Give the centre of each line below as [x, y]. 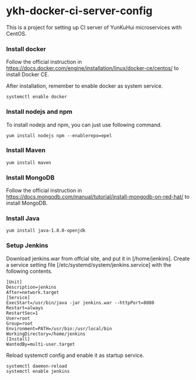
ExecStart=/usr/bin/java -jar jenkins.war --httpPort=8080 [80, 303]
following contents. [30, 271]
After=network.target [33, 292]
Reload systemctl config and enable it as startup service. [75, 355]
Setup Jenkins [27, 245]
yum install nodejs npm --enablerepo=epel [59, 135]
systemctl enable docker [37, 97]
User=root [18, 318]
